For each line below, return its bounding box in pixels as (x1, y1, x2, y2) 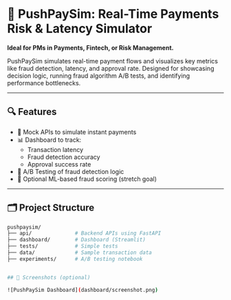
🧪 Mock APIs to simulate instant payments (16, 127, 137, 136)
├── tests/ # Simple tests (7, 243, 118, 250)
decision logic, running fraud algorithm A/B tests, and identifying (7, 72, 190, 80)
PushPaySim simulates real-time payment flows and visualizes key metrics (7, 56, 219, 65)
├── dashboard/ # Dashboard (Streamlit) (7, 237, 146, 244)
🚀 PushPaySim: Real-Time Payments (7, 6, 219, 22)
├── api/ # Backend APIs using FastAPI (7, 230, 162, 237)
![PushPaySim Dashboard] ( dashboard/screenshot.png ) (7, 286, 158, 293)
